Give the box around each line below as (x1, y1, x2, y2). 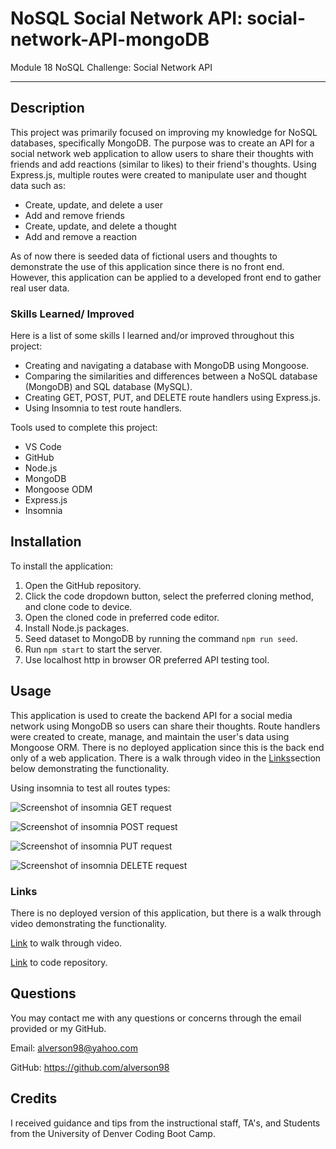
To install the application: (10, 560, 113, 572)
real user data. (10, 282, 70, 294)
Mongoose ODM (24, 483, 93, 496)
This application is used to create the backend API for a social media (10, 709, 293, 721)
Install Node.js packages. (24, 622, 130, 634)
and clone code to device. (24, 600, 133, 612)
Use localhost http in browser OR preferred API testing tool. (24, 653, 270, 666)
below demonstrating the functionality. (10, 762, 170, 774)
